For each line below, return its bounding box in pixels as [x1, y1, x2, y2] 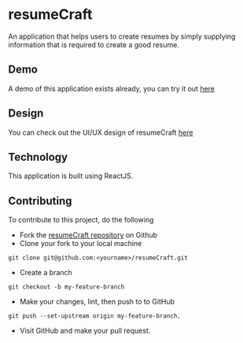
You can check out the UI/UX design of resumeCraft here [8, 128, 193, 137]
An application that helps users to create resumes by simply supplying [8, 32, 236, 41]
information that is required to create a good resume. [8, 39, 179, 49]
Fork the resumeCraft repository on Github [19, 230, 158, 240]
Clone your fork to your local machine [19, 239, 142, 248]
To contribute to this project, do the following [8, 215, 154, 225]
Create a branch [19, 268, 72, 278]
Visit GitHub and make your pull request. [19, 326, 151, 336]
